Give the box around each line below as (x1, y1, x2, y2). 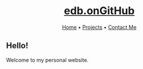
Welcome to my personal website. (6, 56, 89, 63)
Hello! (6, 41, 28, 51)
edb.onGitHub (64, 4, 135, 18)
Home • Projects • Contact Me (61, 24, 137, 31)
